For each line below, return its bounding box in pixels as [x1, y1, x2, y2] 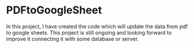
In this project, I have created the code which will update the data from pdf [6, 23, 188, 30]
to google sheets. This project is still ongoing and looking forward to [6, 29, 172, 36]
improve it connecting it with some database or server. [6, 35, 139, 42]
